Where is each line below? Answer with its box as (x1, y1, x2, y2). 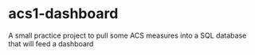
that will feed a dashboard (8, 38, 94, 48)
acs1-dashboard (8, 5, 119, 23)
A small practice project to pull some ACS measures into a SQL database (8, 31, 247, 40)
